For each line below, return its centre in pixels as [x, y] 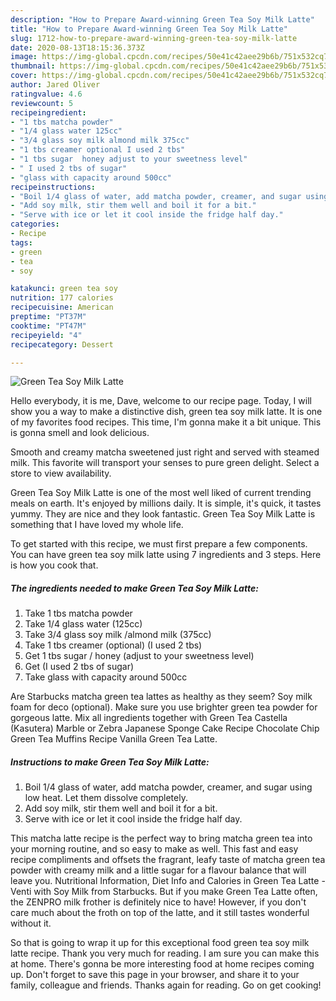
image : [24, 57]
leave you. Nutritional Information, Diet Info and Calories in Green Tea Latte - [168, 881]
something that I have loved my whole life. [97, 525]
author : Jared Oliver [55, 85]
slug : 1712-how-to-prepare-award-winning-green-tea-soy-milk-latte [154, 38]
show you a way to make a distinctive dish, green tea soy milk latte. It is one [166, 412]
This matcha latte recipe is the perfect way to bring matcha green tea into [161, 838]
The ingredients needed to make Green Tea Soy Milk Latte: [134, 588]
